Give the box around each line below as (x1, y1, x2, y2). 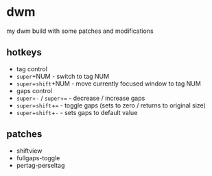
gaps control (16, 86, 53, 95)
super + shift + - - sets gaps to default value (16, 108, 138, 116)
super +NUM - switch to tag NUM (16, 72, 110, 80)
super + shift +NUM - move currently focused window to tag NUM (16, 79, 202, 88)
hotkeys (6, 47, 42, 58)
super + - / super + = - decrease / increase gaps (16, 94, 145, 102)
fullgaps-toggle (16, 153, 60, 162)
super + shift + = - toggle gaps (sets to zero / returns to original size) (16, 101, 207, 110)
